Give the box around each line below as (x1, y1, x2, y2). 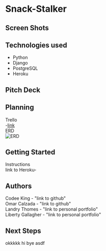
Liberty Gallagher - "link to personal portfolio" (5, 212, 101, 218)
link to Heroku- (5, 167, 37, 173)
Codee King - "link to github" (5, 195, 66, 201)
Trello (5, 116, 17, 123)
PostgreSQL (12, 65, 38, 72)
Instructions (5, 161, 31, 168)
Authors (5, 181, 32, 190)
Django (12, 60, 28, 66)
